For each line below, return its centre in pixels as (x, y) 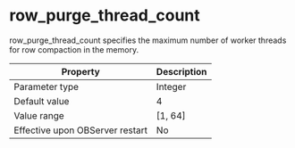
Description (181, 71)
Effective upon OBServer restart (81, 130)
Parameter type (46, 86)
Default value (42, 101)
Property (80, 71)
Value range (39, 115)
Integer (171, 86)
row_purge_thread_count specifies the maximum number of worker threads (148, 40)
